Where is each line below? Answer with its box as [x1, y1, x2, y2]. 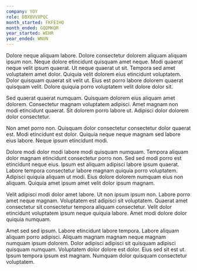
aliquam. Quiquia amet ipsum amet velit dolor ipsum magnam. [6, 179, 155, 187]
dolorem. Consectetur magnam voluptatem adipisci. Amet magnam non [6, 101, 179, 107]
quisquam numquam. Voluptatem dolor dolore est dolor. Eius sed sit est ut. [6, 246, 186, 253]
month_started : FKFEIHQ [6, 19, 64, 25]
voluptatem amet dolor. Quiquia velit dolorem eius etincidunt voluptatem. [6, 71, 182, 77]
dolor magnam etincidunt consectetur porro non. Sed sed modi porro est [6, 155, 182, 161]
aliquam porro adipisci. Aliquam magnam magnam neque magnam [6, 233, 166, 240]
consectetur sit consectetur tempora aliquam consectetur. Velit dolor [6, 204, 172, 210]
